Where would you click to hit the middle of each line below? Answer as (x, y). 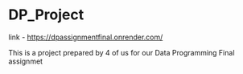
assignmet (25, 61)
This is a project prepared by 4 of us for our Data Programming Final (121, 52)
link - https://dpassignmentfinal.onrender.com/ (86, 37)
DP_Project (46, 15)
